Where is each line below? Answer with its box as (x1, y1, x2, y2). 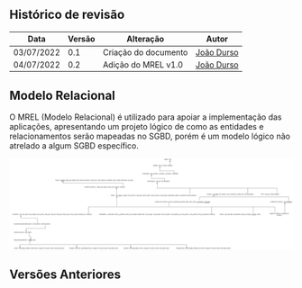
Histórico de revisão (9, 7, 125, 22)
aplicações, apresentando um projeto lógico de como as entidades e (9, 121, 264, 132)
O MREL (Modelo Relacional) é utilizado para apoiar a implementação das (9, 112, 282, 122)
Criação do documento (102, 47, 188, 58)
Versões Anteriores (9, 266, 122, 282)
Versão (67, 33, 96, 44)
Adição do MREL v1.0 (102, 58, 183, 70)
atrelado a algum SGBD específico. (9, 140, 140, 151)
